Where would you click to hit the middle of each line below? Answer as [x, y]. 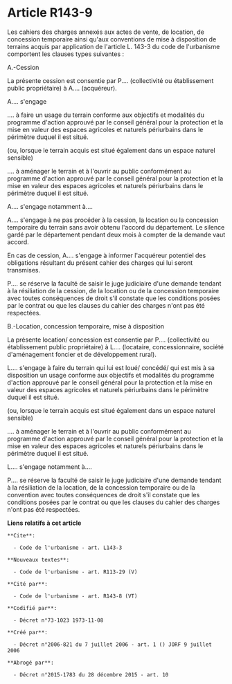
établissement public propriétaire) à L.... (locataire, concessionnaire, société [115, 346]
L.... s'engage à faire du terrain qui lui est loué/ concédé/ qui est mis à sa [111, 367]
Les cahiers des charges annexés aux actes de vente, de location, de [106, 32]
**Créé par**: [28, 632]
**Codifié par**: [32, 608]
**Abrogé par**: [30, 663]
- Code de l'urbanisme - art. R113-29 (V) [75, 572]
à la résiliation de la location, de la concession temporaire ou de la [101, 487]
